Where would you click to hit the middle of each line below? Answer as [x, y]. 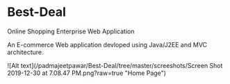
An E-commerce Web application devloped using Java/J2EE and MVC [107, 44]
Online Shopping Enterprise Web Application [71, 31]
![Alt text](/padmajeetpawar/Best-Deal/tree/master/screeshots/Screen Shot [115, 65]
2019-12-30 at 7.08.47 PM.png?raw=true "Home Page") [87, 73]
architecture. [25, 52]
